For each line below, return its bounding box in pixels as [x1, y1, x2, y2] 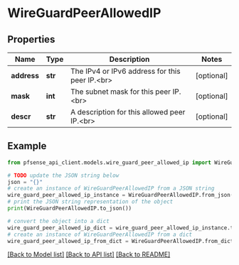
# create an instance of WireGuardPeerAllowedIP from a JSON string [7, 185, 215, 193]
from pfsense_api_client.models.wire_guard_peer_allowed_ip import [7, 158, 212, 166]
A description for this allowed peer [70, 107, 186, 117]
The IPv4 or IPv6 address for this [70, 66, 181, 76]
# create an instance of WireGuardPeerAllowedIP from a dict [7, 231, 193, 238]
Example [7, 140, 47, 152]
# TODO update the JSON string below [7, 172, 119, 179]
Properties [7, 33, 55, 45]
